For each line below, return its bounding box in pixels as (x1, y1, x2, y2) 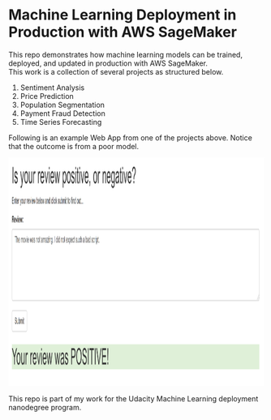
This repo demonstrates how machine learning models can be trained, (8, 49, 243, 59)
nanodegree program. (8, 402, 82, 412)
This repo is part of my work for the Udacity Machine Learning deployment (8, 393, 259, 403)
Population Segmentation (19, 100, 105, 109)
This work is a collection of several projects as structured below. (8, 66, 224, 76)
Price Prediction (19, 91, 75, 101)
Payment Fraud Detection (19, 108, 105, 118)
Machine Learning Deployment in (8, 6, 237, 24)
